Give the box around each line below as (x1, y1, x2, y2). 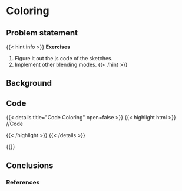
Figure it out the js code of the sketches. (14, 55, 113, 61)
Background (6, 78, 52, 88)
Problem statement (6, 28, 78, 38)
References (6, 178, 40, 186)
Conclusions (6, 160, 54, 170)
